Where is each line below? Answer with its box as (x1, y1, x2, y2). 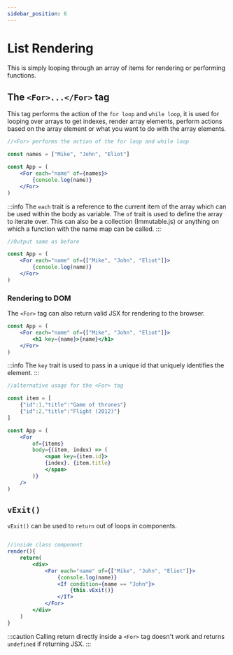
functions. (7, 71, 36, 79)
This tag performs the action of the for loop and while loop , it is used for (7, 110, 220, 118)
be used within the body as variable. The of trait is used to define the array (7, 209, 223, 218)
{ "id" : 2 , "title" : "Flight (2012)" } (20, 408, 120, 415)
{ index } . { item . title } (44, 460, 111, 467)
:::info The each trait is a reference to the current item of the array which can (7, 202, 227, 211)
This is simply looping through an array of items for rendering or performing (7, 64, 226, 72)
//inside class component (7, 542, 83, 549)
